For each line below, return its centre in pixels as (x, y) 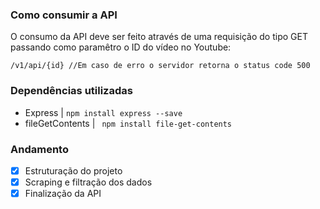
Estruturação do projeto (73, 170)
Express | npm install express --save (103, 112)
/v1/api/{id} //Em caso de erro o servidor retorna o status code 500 (160, 66)
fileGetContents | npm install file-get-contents (128, 123)
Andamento (39, 149)
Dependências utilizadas (71, 91)
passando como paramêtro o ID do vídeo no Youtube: (121, 47)
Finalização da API (63, 194)
